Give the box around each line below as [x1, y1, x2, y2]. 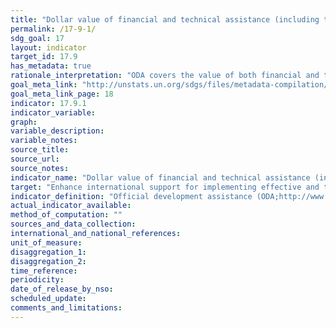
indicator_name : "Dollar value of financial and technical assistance [10, 172, 311, 183]
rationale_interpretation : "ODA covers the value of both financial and [10, 71, 320, 81]
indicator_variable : [10, 107, 97, 118]
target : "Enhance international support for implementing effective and [10, 182, 320, 192]
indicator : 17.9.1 [10, 98, 87, 108]
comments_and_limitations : [10, 303, 123, 313]
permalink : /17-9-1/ [10, 24, 97, 34]
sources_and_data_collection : [10, 219, 137, 230]
